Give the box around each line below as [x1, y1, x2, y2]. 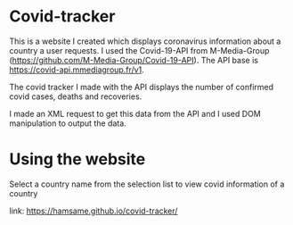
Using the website [9, 149, 146, 170]
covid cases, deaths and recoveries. [9, 91, 142, 102]
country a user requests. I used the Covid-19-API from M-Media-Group [9, 45, 270, 55]
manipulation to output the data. [9, 118, 126, 129]
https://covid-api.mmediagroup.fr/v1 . [9, 64, 144, 75]
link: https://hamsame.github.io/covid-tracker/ [9, 205, 178, 216]
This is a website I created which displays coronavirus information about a [9, 36, 281, 46]
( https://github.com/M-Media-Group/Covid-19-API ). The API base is [9, 54, 258, 65]
